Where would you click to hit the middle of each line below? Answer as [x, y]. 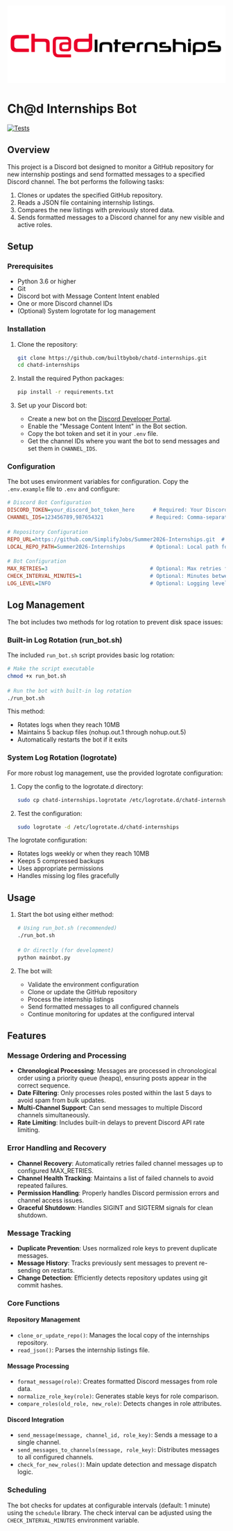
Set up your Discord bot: [52, 405]
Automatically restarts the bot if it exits [72, 739]
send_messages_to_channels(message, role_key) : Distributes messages [118, 1450]
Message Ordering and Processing [67, 1055]
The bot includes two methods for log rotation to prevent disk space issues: [115, 622]
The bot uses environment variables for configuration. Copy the [98, 482]
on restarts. [58, 1270]
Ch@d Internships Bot [72, 108]
